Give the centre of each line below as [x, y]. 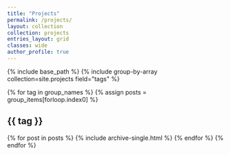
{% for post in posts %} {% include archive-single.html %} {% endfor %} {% [115, 138]
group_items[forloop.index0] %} [53, 99]
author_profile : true [38, 52]
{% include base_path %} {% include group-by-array [82, 71]
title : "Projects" [33, 13]
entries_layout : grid [38, 39]
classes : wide [28, 45]
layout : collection [35, 26]
